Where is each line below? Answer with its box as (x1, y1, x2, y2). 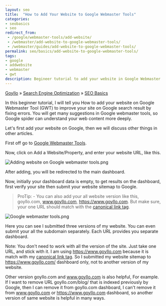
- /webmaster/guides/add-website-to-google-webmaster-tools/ (7, 44, 136, 49)
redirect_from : (5, 30, 37, 35)
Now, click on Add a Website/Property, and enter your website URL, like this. (5, 149, 161, 155)
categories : (5, 16, 30, 21)
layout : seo (5, 7, 30, 12)
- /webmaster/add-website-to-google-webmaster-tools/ (7, 40, 121, 45)
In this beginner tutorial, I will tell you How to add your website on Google (5, 100, 155, 106)
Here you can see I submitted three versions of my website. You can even (5, 223, 156, 229)
